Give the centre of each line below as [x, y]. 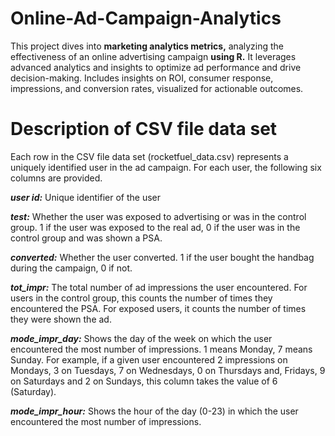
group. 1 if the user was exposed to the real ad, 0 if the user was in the [155, 227]
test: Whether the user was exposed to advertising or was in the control [158, 216]
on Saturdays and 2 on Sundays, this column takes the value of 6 [144, 381]
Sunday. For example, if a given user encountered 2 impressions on [149, 359]
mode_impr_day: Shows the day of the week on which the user [141, 338]
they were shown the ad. [61, 319]
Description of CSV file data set [144, 129]
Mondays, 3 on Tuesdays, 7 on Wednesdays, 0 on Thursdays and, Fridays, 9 [168, 370]
